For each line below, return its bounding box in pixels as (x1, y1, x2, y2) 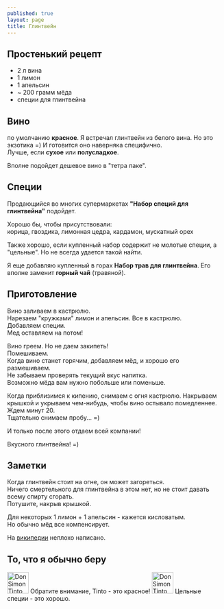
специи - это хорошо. (7, 595, 71, 603)
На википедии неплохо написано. (7, 534, 106, 542)
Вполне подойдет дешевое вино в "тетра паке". (7, 162, 147, 169)
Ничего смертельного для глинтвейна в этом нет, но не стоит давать (7, 485, 210, 494)
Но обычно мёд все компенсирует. (7, 521, 110, 529)
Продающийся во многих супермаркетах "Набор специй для (7, 200, 189, 208)
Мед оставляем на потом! (7, 329, 84, 337)
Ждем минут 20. (7, 406, 55, 414)
